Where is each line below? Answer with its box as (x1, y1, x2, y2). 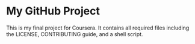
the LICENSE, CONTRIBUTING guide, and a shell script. (6, 30, 143, 37)
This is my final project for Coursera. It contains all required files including (6, 24, 190, 31)
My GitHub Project (6, 4, 101, 18)
